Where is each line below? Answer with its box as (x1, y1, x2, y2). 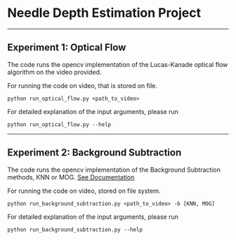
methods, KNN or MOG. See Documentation (7, 172, 135, 181)
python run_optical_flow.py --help (7, 121, 112, 128)
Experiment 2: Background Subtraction (7, 146, 182, 159)
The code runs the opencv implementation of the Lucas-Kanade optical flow (7, 60, 228, 68)
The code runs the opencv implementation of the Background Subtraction (7, 165, 221, 174)
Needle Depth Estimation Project (7, 5, 202, 21)
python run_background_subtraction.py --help (7, 226, 143, 233)
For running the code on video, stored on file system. (7, 187, 161, 195)
